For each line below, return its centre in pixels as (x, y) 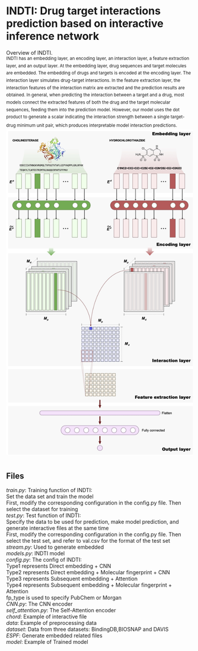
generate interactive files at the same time (58, 528)
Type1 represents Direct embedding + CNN (59, 566)
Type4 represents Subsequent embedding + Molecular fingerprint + (89, 585)
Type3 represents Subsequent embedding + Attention (72, 579)
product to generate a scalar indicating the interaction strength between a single (88, 117)
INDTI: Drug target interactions (84, 11)
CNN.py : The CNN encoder (39, 604)
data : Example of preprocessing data (51, 623)
